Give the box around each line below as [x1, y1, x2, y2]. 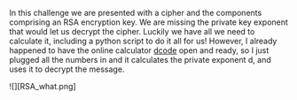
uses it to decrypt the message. [9, 64, 125, 74]
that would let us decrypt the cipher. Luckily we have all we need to [9, 27, 255, 36]
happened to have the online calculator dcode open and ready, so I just [9, 45, 270, 56]
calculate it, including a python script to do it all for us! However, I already [9, 35, 277, 46]
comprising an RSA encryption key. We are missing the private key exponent [9, 17, 288, 27]
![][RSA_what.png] [9, 81, 77, 91]
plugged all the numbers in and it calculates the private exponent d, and [9, 55, 272, 65]
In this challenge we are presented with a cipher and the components [9, 8, 262, 18]
